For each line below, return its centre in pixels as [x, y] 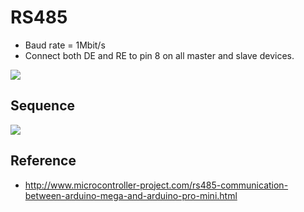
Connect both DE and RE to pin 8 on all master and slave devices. [159, 55]
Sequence [43, 106]
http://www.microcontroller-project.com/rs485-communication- [156, 185]
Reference [43, 161]
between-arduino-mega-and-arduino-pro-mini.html [131, 195]
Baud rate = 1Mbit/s [65, 45]
